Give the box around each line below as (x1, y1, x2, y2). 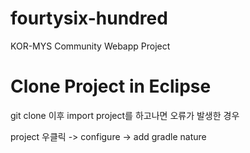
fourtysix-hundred (10, 7, 168, 30)
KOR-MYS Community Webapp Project (10, 40, 171, 52)
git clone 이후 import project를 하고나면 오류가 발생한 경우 (10, 109, 240, 121)
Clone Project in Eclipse (10, 75, 212, 98)
